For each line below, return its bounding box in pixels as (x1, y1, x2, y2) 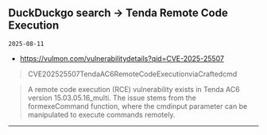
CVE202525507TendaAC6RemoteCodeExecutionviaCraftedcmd (27, 69, 238, 79)
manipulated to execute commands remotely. (27, 110, 176, 119)
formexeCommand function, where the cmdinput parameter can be (27, 101, 248, 110)
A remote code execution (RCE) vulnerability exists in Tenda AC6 (27, 84, 240, 94)
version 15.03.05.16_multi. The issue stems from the (27, 93, 196, 102)
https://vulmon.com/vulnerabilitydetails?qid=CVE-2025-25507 (19, 53, 225, 63)
